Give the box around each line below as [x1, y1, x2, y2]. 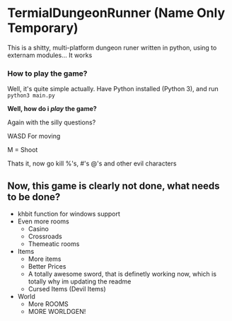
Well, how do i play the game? [7, 105, 97, 113]
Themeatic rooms [28, 240, 80, 248]
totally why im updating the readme [28, 277, 132, 286]
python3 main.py [7, 92, 55, 100]
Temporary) [7, 20, 79, 36]
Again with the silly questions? [7, 118, 96, 127]
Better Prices [28, 262, 66, 271]
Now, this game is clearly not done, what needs [7, 180, 220, 192]
